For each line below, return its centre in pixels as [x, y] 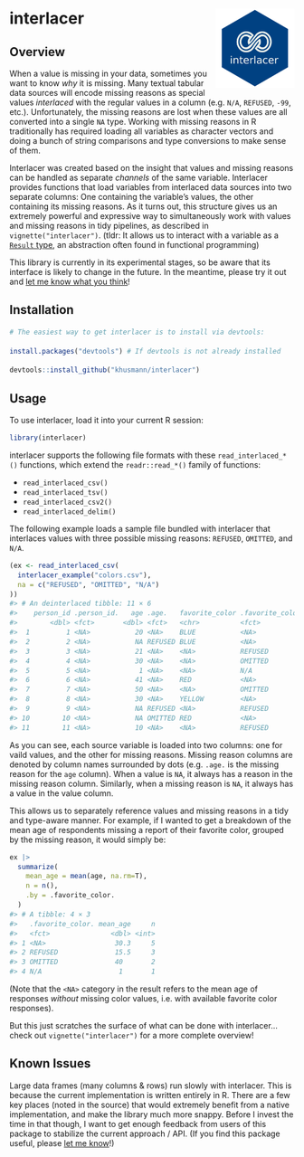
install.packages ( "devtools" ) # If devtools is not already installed [145, 351]
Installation [42, 310]
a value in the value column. [62, 793]
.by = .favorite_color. [71, 896]
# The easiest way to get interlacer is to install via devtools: [137, 332]
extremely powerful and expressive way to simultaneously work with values [150, 216]
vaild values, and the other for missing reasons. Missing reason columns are [151, 754]
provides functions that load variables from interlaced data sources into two [151, 187]
